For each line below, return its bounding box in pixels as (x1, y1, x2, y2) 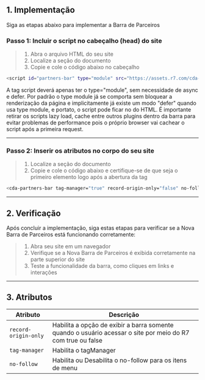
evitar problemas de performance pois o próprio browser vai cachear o (6, 119, 185, 126)
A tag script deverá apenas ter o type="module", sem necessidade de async (6, 86, 198, 94)
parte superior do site (30, 256, 85, 263)
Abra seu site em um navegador (30, 242, 111, 250)
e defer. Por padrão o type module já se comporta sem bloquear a (6, 93, 173, 100)
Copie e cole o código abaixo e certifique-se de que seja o (30, 167, 178, 174)
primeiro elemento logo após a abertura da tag (30, 173, 148, 181)
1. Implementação (6, 5, 75, 15)
